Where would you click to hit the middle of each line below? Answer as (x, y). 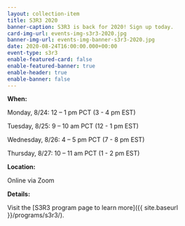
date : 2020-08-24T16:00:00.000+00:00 (62, 46)
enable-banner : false (39, 79)
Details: (19, 194)
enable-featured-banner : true (52, 66)
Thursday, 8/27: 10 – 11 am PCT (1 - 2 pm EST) (74, 153)
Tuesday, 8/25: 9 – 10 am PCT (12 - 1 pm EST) (73, 126)
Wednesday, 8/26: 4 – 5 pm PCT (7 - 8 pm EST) (76, 140)
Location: (21, 167)
